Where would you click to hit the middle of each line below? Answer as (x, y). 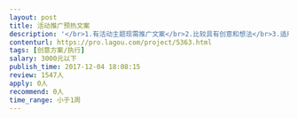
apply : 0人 (29, 83)
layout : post (33, 17)
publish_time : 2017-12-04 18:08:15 (75, 67)
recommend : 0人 (36, 91)
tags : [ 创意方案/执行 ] (47, 51)
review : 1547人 (36, 75)
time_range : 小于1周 (45, 100)
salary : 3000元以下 (43, 59)
